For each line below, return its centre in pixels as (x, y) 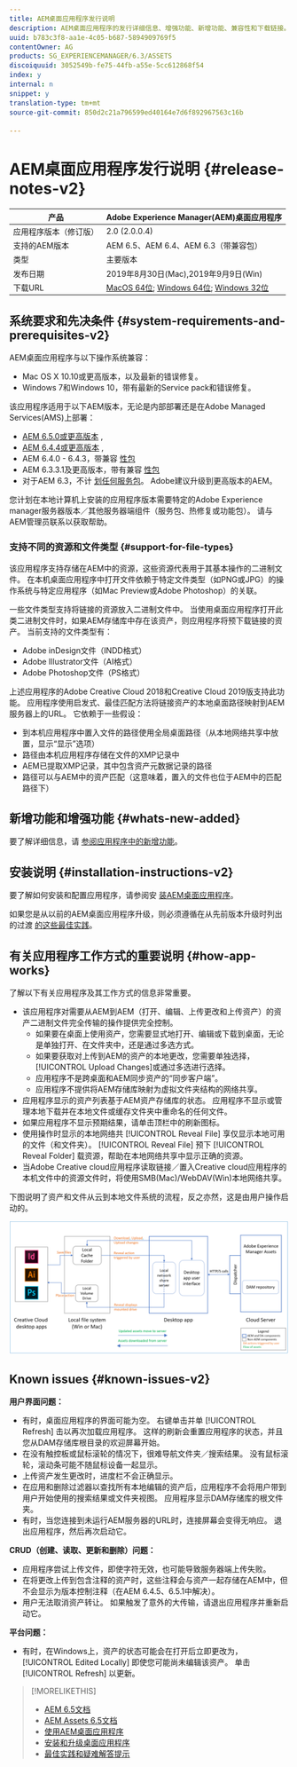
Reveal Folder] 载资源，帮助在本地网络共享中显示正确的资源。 (135, 1156)
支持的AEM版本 (41, 246)
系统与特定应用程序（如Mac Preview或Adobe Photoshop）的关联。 (139, 590)
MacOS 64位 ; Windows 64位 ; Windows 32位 (188, 288)
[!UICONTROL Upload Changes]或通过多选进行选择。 (133, 1067)
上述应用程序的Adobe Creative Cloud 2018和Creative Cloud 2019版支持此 (143, 691)
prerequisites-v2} (60, 335)
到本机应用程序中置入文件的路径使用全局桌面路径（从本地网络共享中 (146, 732)
